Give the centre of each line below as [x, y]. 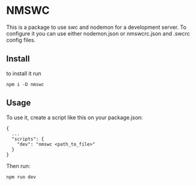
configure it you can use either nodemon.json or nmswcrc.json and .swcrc [98, 33]
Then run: [18, 166]
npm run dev [21, 177]
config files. [21, 40]
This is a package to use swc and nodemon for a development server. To [96, 27]
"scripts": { [28, 139]
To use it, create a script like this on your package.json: [75, 117]
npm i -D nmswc [25, 84]
